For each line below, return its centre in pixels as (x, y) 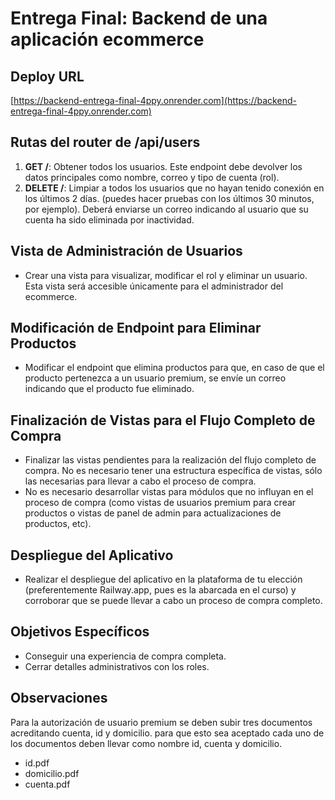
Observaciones (59, 698)
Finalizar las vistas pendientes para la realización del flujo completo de (170, 460)
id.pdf (37, 763)
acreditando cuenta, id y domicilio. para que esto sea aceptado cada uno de (167, 733)
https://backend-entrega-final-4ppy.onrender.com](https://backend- (155, 100)
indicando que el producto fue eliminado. (109, 389)
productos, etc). (58, 524)
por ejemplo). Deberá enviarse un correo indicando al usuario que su (166, 209)
